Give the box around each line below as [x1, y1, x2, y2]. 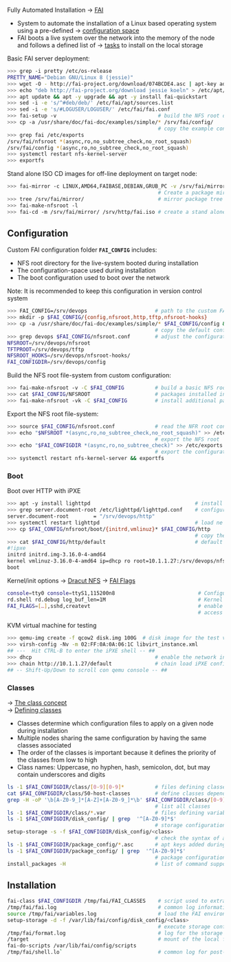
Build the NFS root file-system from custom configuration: [7, 371, 172, 380]
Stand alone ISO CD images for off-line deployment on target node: [7, 170, 198, 178]
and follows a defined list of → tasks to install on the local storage [16, 41, 203, 49]
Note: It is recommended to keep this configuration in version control [7, 287, 202, 295]
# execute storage [157, 923, 211, 930]
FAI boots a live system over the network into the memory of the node [16, 34, 215, 42]
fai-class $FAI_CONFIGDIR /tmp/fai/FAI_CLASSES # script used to [7, 897, 208, 905]
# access [197, 609, 223, 616]
